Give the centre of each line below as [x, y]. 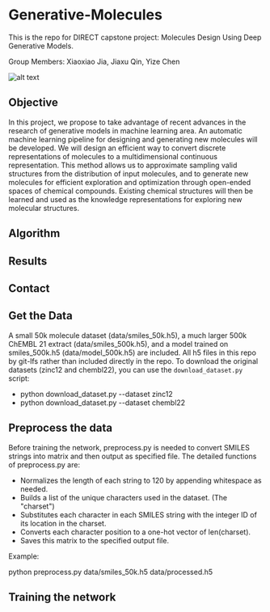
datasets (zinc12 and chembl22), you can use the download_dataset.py [126, 369]
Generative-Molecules [86, 15]
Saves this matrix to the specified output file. [95, 540]
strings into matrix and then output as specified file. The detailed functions [133, 456]
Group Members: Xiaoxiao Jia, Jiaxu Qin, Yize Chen [94, 61]
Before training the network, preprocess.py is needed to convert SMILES [129, 447]
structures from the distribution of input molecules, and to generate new [129, 173]
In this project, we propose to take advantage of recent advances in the [127, 122]
